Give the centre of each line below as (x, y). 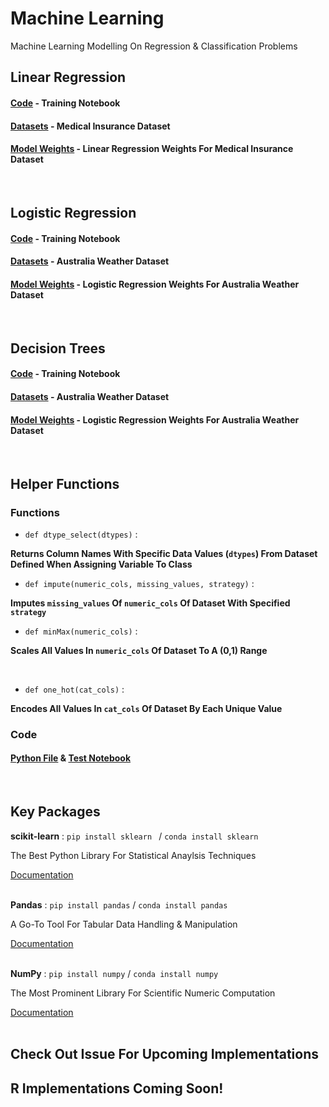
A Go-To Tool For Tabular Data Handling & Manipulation (124, 924)
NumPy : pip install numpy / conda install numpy (114, 973)
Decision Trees (58, 348)
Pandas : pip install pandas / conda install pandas (119, 904)
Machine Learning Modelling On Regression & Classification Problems (154, 46)
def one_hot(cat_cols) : (74, 689)
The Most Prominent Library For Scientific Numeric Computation (143, 993)
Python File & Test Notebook (71, 758)
